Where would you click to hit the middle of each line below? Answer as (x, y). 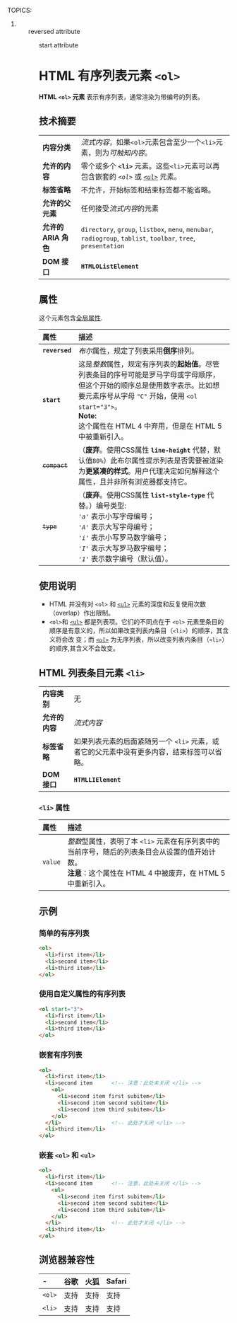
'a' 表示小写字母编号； (116, 516)
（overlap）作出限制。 (82, 613)
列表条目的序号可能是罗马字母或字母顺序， (149, 374)
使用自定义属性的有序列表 (82, 994)
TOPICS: (20, 10)
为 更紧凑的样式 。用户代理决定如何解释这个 (149, 471)
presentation (103, 246)
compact (55, 465)
